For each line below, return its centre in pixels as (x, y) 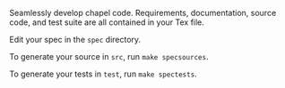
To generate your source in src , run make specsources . (109, 56)
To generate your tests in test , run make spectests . (103, 74)
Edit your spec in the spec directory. (75, 40)
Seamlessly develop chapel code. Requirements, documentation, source (143, 13)
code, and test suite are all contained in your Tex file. (107, 22)
